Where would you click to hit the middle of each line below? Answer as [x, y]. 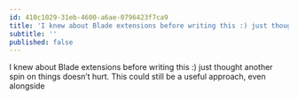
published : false [41, 42]
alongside [27, 86]
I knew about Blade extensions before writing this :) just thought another [141, 67]
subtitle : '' [33, 34]
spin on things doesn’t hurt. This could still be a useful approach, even [137, 77]
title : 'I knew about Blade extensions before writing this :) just [138, 26]
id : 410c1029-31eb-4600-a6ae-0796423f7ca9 [89, 17]
